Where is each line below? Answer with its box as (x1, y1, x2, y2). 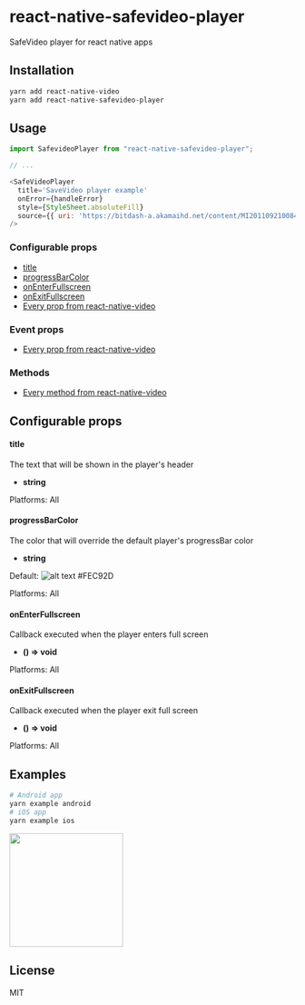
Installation (9, 63, 74, 78)
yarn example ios (9, 816, 75, 825)
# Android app (9, 791, 64, 801)
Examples (9, 766, 66, 782)
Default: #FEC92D (9, 571, 114, 581)
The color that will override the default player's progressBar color (9, 535, 254, 546)
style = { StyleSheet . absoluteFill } (17, 203, 144, 212)
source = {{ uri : (17, 211, 75, 220)
